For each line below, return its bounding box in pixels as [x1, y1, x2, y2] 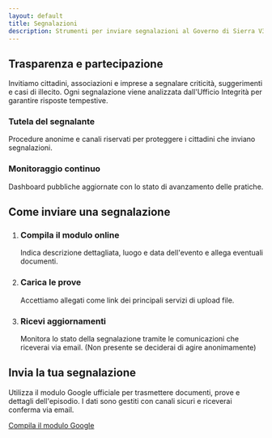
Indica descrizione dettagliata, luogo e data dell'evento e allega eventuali [19, 248, 263, 258]
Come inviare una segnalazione [8, 205, 171, 219]
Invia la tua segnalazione [8, 366, 136, 380]
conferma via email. [8, 405, 74, 414]
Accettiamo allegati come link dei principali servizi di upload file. [19, 295, 235, 305]
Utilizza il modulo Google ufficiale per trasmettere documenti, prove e [8, 387, 240, 397]
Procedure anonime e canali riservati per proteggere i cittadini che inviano [8, 135, 256, 144]
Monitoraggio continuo [8, 163, 101, 174]
